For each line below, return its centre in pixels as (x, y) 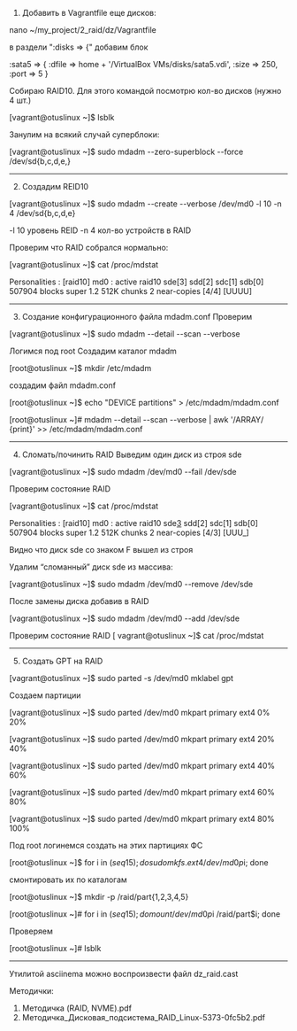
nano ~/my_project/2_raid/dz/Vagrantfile (83, 30)
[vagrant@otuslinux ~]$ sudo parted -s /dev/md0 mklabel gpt (122, 678)
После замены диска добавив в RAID (79, 601)
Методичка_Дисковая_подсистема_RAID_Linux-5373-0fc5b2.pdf (143, 1017)
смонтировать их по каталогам (69, 880)
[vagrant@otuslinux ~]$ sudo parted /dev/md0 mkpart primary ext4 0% (140, 713)
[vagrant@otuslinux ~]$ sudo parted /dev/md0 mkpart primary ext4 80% (142, 819)
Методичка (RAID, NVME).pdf (77, 1008)
